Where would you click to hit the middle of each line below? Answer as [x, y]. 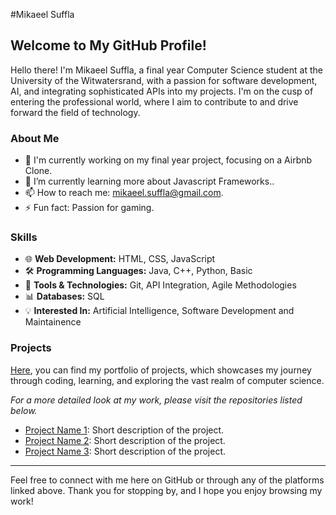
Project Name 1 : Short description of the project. [124, 430]
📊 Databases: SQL [64, 296]
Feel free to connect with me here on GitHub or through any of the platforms [167, 480]
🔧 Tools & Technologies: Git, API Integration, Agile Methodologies [160, 285]
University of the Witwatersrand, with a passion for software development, [164, 80]
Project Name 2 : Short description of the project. [125, 440]
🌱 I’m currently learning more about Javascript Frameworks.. [149, 181]
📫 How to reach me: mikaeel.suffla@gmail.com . [124, 193]
